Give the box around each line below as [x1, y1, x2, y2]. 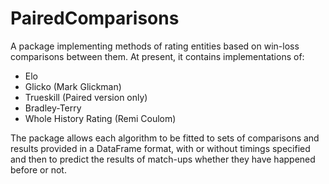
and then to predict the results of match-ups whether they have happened [10, 153, 316, 165]
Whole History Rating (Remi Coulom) [24, 112, 177, 124]
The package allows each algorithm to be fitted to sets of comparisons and [10, 132, 320, 144]
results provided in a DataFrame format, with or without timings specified [10, 142, 311, 154]
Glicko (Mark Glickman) [24, 80, 122, 92]
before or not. [10, 163, 67, 176]
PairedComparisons [10, 7, 180, 30]
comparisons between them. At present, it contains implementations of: [10, 50, 305, 62]
